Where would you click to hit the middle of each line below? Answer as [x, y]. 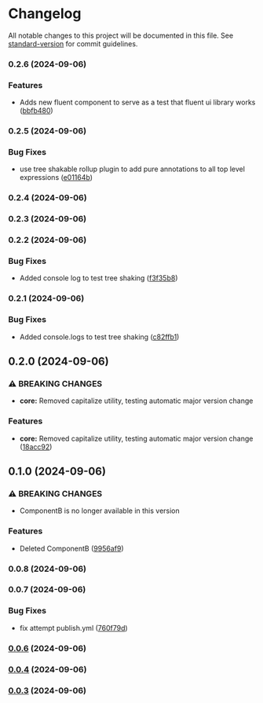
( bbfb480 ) [36, 111]
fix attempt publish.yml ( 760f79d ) [73, 628]
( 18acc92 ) [36, 447]
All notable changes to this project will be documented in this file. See [121, 35]
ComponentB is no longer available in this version [100, 511]
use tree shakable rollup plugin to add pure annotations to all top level [132, 169]
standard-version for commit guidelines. [73, 43]
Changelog [45, 14]
